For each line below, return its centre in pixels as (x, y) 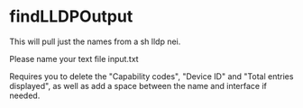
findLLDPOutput (71, 17)
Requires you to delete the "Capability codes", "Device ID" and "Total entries (151, 76)
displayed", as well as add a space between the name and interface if (138, 85)
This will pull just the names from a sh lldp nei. (95, 41)
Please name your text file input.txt (74, 58)
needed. (25, 95)
